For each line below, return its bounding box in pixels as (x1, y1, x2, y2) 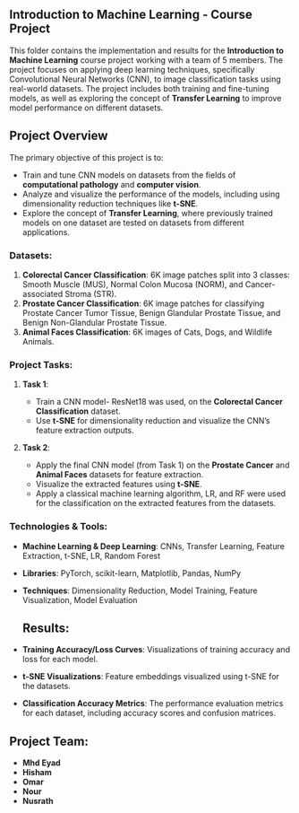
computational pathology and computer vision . (21, 179, 201, 189)
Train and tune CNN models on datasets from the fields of (21, 170, 236, 180)
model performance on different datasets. (9, 102, 164, 113)
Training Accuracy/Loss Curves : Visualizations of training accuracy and (21, 644, 291, 655)
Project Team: (9, 733, 90, 748)
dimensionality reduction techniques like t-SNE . (21, 197, 199, 209)
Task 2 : (21, 442, 51, 453)
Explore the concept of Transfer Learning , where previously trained (21, 207, 273, 218)
